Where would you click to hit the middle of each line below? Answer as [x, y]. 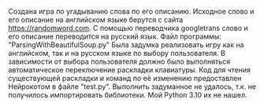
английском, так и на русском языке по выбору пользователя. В [117, 53]
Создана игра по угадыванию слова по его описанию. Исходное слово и [131, 11]
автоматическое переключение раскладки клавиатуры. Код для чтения [129, 70]
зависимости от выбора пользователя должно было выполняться [119, 61]
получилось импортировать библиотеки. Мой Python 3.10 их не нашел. [128, 95]
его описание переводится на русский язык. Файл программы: [115, 36]
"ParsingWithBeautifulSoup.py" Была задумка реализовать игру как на [126, 45]
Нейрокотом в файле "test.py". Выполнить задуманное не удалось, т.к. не [132, 87]
